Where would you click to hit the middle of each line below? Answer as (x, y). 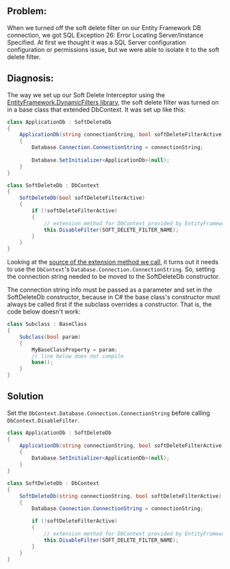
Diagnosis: (30, 78)
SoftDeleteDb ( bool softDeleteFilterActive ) (82, 198)
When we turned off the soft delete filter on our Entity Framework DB (104, 27)
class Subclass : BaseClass (47, 325)
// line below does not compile (78, 356)
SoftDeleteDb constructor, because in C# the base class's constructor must (114, 297)
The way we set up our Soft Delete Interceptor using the (86, 94)
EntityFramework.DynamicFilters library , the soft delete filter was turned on (113, 102)
